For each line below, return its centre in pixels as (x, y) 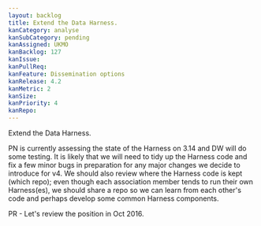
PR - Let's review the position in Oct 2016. (76, 214)
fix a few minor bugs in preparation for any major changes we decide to (124, 165)
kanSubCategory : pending (49, 37)
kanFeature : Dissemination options (67, 74)
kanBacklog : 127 (35, 52)
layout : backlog (35, 15)
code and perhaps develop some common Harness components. (114, 198)
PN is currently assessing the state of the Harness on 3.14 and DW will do (127, 148)
